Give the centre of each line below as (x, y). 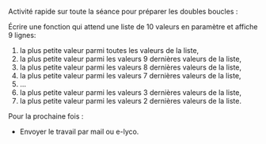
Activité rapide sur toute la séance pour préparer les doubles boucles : (123, 11)
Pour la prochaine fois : (46, 116)
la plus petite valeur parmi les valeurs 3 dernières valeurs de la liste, (131, 93)
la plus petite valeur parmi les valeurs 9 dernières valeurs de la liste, (131, 59)
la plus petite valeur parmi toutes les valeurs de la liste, (109, 50)
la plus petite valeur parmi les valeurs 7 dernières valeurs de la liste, (130, 76)
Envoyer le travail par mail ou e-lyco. (79, 131)
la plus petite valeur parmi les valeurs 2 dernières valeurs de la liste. (130, 101)
